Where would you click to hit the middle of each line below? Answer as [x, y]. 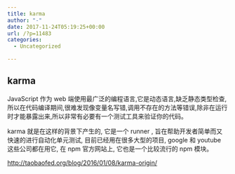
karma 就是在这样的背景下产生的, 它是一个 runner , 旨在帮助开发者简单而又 [115, 131]
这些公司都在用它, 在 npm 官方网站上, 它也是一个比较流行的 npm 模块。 [110, 149]
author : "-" [25, 20]
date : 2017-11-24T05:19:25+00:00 [56, 27]
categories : [25, 40]
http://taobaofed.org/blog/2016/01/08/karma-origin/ [82, 163]
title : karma [26, 14]
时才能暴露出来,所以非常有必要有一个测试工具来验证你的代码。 [98, 116]
